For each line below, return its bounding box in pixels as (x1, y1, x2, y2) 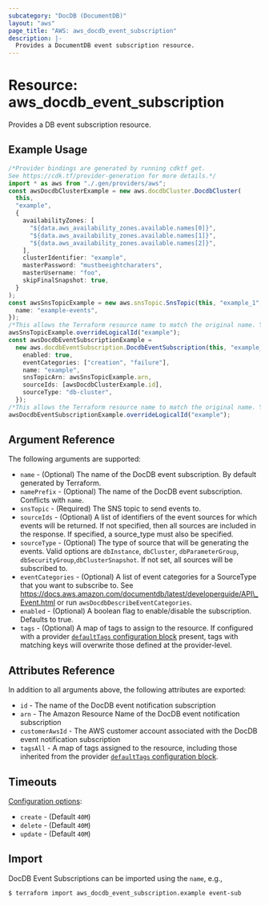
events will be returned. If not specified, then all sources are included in (19, 521, 256, 531)
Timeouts (8, 775, 58, 789)
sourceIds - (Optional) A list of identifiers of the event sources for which (19, 512, 258, 522)
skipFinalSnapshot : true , (22, 276, 110, 284)
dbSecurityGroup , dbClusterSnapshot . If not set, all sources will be (19, 555, 234, 565)
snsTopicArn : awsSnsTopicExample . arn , (22, 373, 152, 381)
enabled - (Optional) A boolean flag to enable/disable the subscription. (19, 606, 252, 616)
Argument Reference (8, 433, 115, 446)
